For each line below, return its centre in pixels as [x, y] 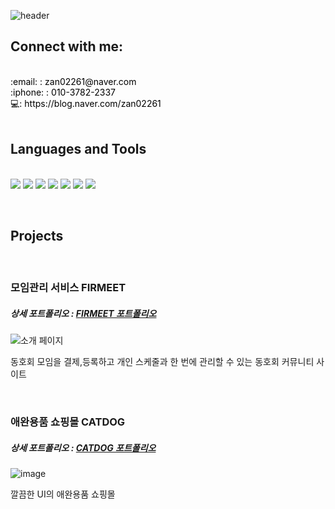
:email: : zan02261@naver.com [73, 81]
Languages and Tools [78, 149]
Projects [37, 236]
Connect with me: [67, 46]
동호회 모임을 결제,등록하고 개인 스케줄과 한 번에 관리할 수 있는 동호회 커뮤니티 [162, 362]
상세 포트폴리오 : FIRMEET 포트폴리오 [83, 313]
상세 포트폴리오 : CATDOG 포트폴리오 [83, 447]
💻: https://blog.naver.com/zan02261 [86, 103]
